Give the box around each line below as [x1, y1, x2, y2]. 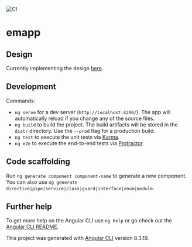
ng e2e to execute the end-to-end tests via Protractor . [14, 139, 145, 146]
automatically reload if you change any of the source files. [14, 115, 155, 122]
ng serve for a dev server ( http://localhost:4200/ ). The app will [14, 108, 171, 115]
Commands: [6, 97, 36, 104]
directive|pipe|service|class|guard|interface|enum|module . [6, 184, 155, 191]
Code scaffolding [6, 157, 70, 167]
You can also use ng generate [6, 179, 78, 186]
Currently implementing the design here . [6, 65, 104, 71]
